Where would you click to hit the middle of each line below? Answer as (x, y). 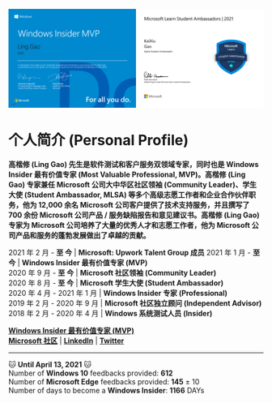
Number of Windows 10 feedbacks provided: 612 (91, 373)
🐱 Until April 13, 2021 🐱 (50, 364)
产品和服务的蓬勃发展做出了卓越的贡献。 (83, 235)
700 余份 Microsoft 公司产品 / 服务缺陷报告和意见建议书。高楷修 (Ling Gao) (134, 215)
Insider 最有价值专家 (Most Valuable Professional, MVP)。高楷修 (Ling (127, 174)
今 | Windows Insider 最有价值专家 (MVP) (78, 262)
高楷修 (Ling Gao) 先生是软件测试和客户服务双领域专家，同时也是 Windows (134, 164)
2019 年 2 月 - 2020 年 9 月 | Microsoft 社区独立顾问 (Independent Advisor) (135, 303)
